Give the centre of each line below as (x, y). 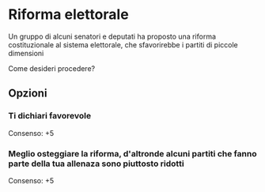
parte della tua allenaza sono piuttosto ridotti (96, 164)
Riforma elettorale (68, 15)
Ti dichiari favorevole (50, 116)
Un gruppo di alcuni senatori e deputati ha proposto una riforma (112, 36)
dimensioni (26, 53)
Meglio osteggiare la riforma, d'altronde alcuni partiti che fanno (132, 153)
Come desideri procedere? (52, 68)
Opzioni (28, 94)
